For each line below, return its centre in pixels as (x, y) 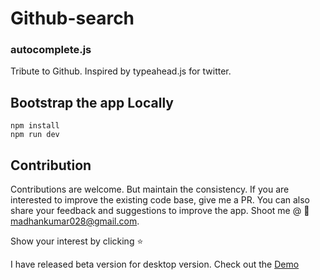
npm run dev (35, 135)
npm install (35, 126)
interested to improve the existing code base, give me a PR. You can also (160, 200)
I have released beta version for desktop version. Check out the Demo (155, 264)
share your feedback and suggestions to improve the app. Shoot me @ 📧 (160, 211)
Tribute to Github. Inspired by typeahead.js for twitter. (121, 71)
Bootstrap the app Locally (92, 102)
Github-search (72, 18)
